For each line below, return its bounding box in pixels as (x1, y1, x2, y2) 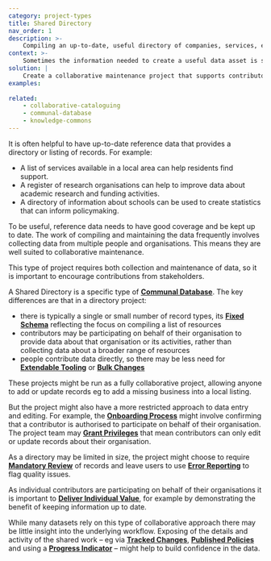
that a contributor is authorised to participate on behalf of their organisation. (8, 419, 261, 429)
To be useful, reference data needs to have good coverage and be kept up (8, 221, 256, 231)
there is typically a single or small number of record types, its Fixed (19, 311, 244, 321)
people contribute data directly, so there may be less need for (19, 354, 226, 364)
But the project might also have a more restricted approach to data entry (8, 402, 248, 412)
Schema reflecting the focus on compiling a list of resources (19, 319, 222, 329)
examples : (8, 79, 42, 87)
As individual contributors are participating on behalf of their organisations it (8, 484, 262, 494)
